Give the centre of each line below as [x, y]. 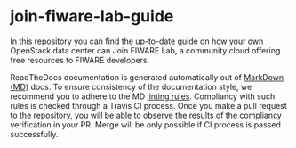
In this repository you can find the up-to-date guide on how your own [137, 41]
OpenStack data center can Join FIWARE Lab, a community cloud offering [145, 50]
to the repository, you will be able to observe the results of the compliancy [146, 115]
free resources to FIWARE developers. [80, 60]
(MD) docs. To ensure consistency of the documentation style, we [131, 86]
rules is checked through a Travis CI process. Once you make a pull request [148, 105]
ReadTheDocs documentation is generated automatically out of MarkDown [147, 77]
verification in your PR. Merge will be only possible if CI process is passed [145, 124]
